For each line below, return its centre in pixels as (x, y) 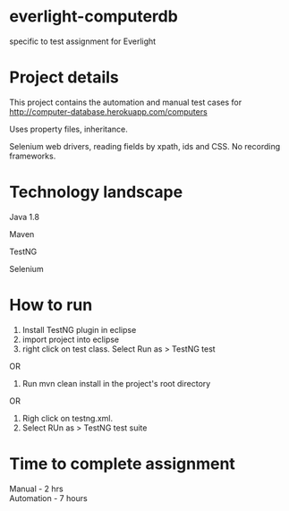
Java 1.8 (25, 217)
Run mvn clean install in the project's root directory (116, 383)
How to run (51, 305)
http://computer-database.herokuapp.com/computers (108, 111)
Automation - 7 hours (48, 498)
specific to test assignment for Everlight (83, 41)
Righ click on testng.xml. (68, 418)
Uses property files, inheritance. (68, 129)
